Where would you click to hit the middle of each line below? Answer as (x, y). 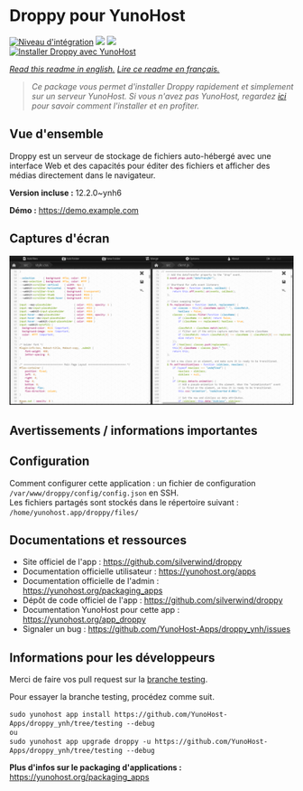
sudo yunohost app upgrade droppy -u (80, 742)
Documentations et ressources (98, 540)
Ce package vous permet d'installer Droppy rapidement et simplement (162, 86)
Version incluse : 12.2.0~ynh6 (65, 193)
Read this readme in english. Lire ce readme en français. (115, 69)
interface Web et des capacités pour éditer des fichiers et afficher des (140, 165)
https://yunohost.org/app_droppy (84, 619)
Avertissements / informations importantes (133, 430)
